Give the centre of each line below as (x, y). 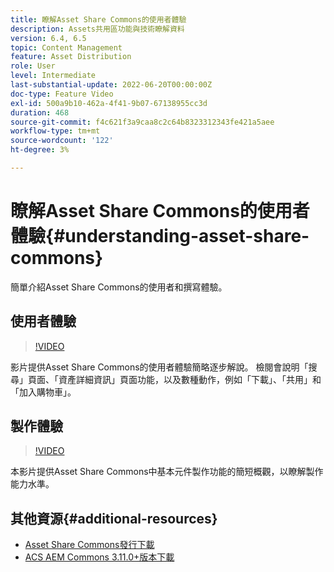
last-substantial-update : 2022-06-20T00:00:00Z (111, 85)
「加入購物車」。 (43, 392)
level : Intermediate (53, 76)
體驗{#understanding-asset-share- (160, 236)
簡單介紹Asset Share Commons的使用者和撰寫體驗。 (119, 287)
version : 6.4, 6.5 (48, 38)
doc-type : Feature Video (62, 94)
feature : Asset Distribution (71, 57)
